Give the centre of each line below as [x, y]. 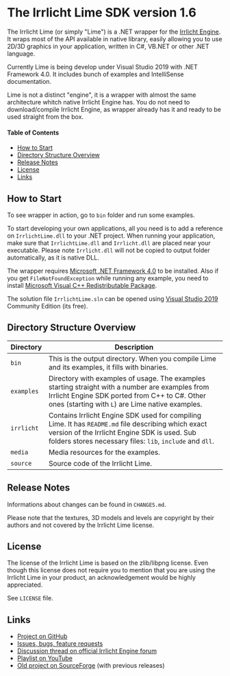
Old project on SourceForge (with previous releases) [91, 666]
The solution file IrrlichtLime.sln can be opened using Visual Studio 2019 [113, 298]
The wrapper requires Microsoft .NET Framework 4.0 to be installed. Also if [113, 271]
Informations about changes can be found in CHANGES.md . [87, 504]
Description [134, 347]
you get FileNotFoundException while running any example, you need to [108, 278]
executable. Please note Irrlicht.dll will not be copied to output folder [108, 250]
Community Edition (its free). [48, 306]
